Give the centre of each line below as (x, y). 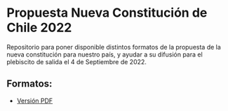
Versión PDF (35, 101)
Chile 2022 (39, 28)
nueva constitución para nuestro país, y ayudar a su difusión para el (105, 54)
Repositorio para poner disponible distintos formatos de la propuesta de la (114, 47)
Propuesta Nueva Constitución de (107, 13)
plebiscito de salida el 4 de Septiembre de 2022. (76, 61)
